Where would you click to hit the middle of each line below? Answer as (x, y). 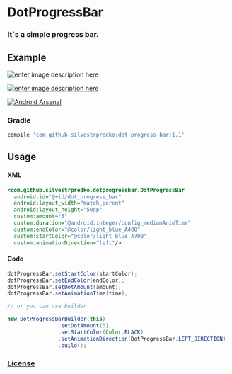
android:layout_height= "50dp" (58, 210)
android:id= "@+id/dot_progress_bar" (68, 197)
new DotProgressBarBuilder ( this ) (57, 319)
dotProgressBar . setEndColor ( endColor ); (66, 280)
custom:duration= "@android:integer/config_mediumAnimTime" (103, 223)
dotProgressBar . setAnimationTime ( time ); (68, 294)
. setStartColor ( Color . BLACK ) (100, 332)
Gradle (19, 120)
